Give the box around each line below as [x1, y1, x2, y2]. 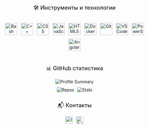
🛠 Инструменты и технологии [33, 4, 116, 11]
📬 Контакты [57, 101, 92, 109]
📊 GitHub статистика [45, 64, 104, 72]
